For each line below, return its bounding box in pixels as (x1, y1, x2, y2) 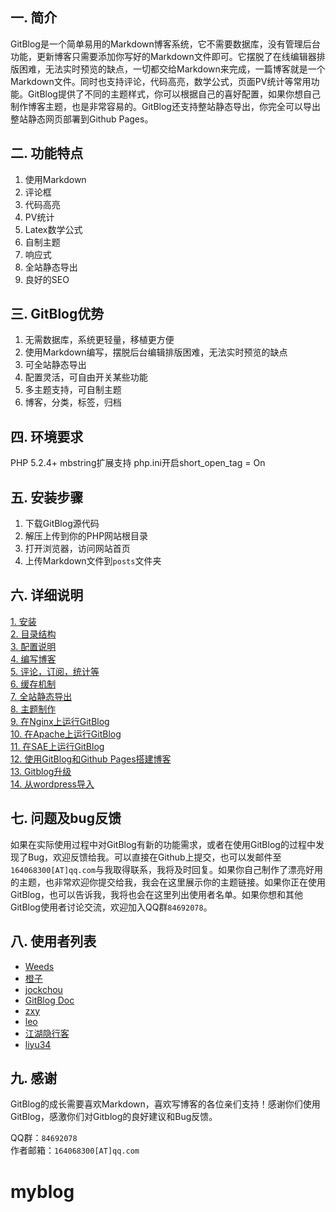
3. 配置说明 (10, 640, 57, 652)
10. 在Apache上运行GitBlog (10, 728, 122, 740)
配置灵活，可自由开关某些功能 (24, 371, 148, 383)
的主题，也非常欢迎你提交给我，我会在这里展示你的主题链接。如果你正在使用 (10, 876, 326, 888)
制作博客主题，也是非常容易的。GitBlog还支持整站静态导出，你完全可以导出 (10, 100, 321, 112)
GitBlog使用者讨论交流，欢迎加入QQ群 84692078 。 (10, 901, 213, 913)
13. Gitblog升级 (10, 765, 72, 777)
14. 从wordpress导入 (10, 778, 95, 790)
